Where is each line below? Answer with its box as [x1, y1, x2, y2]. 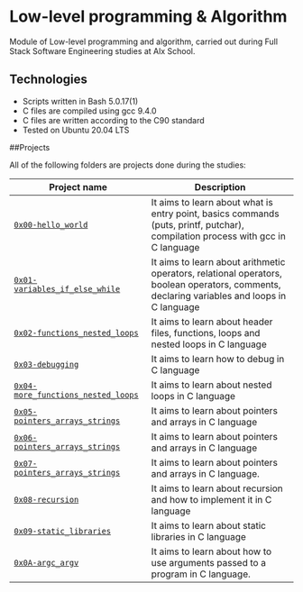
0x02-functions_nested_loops [14, 327, 139, 338]
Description [194, 180, 246, 193]
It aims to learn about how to [151, 545, 272, 558]
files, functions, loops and [151, 326, 261, 339]
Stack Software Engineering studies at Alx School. [9, 45, 196, 56]
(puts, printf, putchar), [151, 218, 245, 231]
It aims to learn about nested [151, 378, 272, 391]
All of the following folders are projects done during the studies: [9, 159, 246, 170]
